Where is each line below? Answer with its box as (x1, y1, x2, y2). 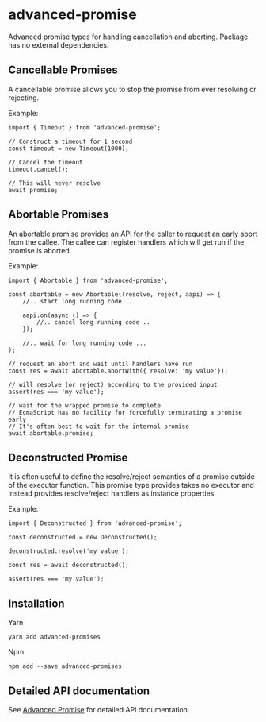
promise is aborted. (8, 245, 72, 255)
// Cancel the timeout (8, 158, 83, 166)
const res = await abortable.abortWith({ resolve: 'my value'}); (8, 367, 228, 375)
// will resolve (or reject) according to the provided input (8, 380, 218, 388)
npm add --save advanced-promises (8, 662, 123, 670)
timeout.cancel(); (8, 165, 69, 173)
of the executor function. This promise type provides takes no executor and (8, 481, 255, 490)
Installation (8, 597, 65, 610)
